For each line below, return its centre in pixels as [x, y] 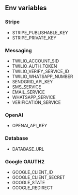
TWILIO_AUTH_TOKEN [34, 66]
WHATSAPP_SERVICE [34, 97]
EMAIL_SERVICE [28, 92]
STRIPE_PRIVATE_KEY [34, 38]
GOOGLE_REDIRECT [32, 188]
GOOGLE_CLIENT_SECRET [39, 177]
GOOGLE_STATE [28, 182]
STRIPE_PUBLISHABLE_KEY [40, 32]
